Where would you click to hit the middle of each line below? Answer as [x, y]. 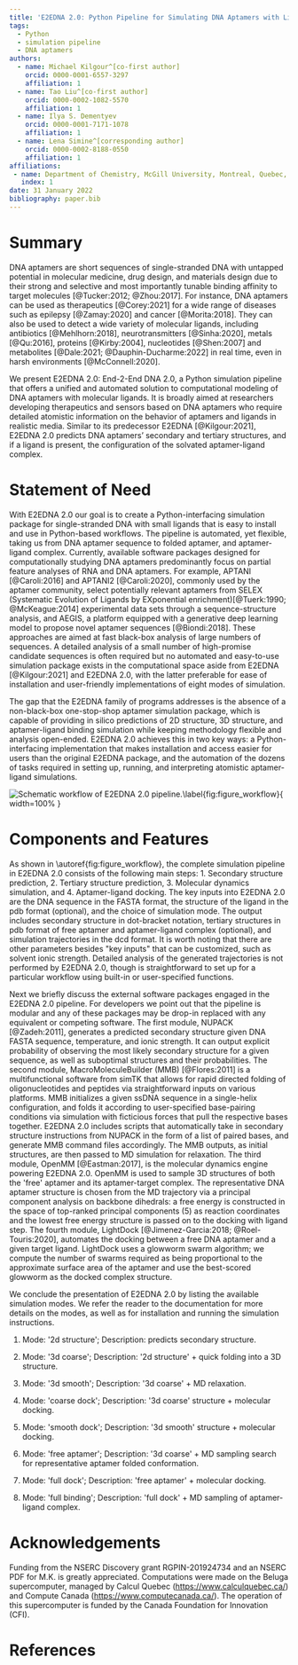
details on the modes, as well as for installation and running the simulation [144, 1313]
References [52, 1650]
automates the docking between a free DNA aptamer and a [169, 1239]
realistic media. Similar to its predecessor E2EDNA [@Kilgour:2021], [133, 426]
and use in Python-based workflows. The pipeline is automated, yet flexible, [148, 533]
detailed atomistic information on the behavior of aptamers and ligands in [143, 416]
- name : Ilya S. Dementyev [67, 116]
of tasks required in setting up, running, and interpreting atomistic [129, 767]
